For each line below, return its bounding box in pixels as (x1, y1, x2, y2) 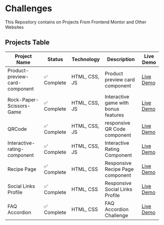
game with (104, 99, 129, 106)
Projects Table (5, 38, 50, 47)
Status (47, 56, 63, 62)
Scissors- (7, 102, 31, 109)
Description (107, 56, 135, 62)
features (104, 112, 124, 118)
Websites (5, 24, 24, 30)
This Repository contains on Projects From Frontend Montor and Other (5, 19, 146, 25)
